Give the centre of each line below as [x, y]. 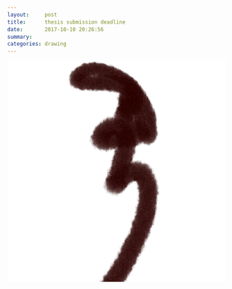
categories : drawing [37, 44]
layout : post [32, 15]
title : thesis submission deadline [67, 22]
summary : [20, 37]
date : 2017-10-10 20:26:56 [56, 29]
